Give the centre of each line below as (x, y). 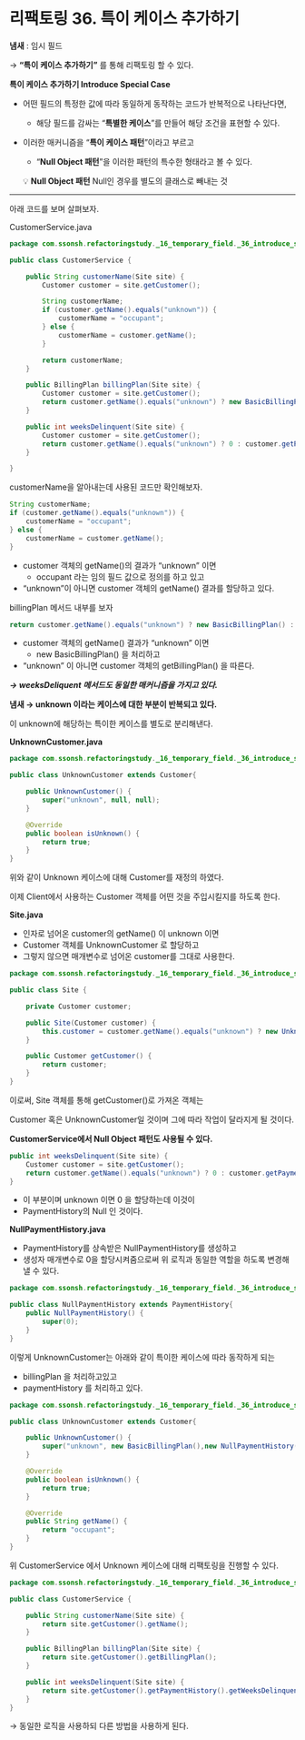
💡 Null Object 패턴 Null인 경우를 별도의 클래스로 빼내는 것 (125, 181)
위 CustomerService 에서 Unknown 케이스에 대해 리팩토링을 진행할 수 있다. (144, 1565)
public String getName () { (77, 1522)
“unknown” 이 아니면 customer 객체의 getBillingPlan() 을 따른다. (138, 666)
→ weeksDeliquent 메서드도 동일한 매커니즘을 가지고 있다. (113, 685)
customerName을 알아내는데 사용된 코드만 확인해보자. (106, 487)
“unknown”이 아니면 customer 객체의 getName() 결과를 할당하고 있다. (148, 588)
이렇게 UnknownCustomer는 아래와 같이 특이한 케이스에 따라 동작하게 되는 (142, 1357)
